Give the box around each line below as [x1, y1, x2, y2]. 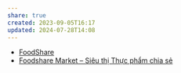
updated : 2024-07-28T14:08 [7, 26, 96, 34]
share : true [7, 11, 46, 20]
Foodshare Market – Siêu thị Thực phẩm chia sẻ [18, 56, 173, 65]
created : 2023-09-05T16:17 [7, 19, 96, 27]
